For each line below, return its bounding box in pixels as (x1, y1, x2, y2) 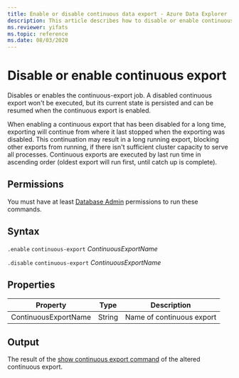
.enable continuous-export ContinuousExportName (7, 244, 158, 253)
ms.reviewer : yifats (7, 23, 69, 31)
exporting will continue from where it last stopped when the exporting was (7, 127, 225, 136)
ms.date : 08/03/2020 (7, 37, 69, 44)
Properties (7, 279, 55, 291)
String (97, 312, 119, 322)
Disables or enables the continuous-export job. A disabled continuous (7, 91, 212, 100)
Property (35, 300, 67, 310)
